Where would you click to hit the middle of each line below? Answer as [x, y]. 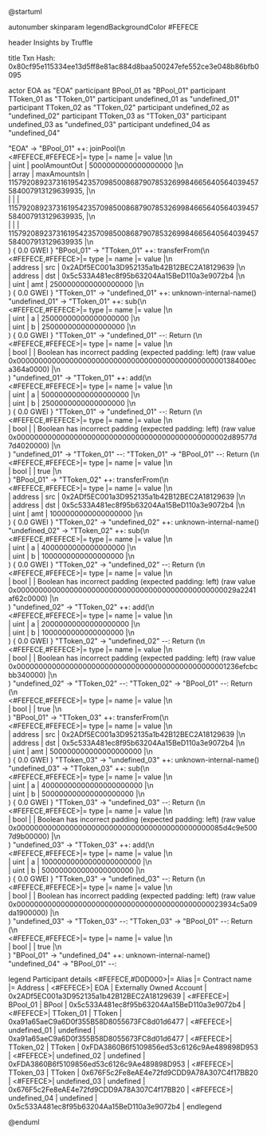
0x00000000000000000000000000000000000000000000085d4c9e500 [133, 828]
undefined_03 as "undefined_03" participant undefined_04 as [109, 124]
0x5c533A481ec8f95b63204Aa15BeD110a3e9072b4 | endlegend [115, 1107]
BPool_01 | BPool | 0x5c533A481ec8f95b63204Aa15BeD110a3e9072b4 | [127, 1005]
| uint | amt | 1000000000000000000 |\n [76, 514]
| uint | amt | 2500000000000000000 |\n [76, 284]
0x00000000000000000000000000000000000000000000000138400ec [132, 360]
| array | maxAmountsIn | [49, 174]
